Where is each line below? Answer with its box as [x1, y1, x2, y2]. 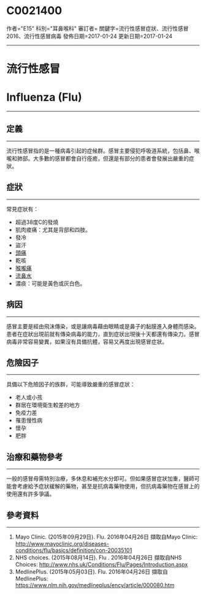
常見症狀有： [6, 205, 39, 212]
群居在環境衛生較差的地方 [15, 401, 80, 409]
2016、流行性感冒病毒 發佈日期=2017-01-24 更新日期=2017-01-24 [6, 32, 173, 40]
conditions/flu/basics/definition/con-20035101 [15, 547, 132, 554]
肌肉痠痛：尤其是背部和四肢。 [15, 226, 91, 233]
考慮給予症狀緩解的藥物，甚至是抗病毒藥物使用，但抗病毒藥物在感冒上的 [17, 483, 200, 490]
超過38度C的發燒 [15, 218, 59, 226]
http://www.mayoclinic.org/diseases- [15, 540, 109, 547]
